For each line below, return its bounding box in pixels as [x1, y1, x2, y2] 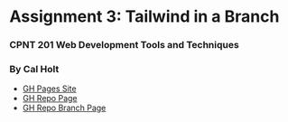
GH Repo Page [22, 93, 79, 104]
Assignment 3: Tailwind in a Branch [9, 6, 280, 27]
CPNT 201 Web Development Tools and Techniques [9, 39, 239, 52]
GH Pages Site [22, 83, 77, 94]
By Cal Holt [9, 63, 60, 76]
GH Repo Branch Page [22, 102, 107, 114]
